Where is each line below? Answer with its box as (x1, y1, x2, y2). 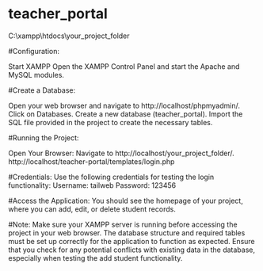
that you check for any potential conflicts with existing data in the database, (8, 245, 256, 254)
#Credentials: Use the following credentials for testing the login (8, 172, 215, 181)
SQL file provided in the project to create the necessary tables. (8, 117, 213, 127)
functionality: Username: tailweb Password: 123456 (8, 180, 177, 190)
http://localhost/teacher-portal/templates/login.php (8, 156, 175, 166)
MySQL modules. (8, 70, 65, 79)
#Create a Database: (8, 85, 76, 95)
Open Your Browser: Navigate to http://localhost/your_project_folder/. (8, 148, 235, 158)
